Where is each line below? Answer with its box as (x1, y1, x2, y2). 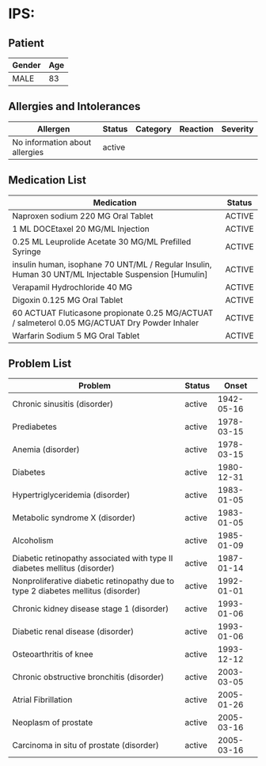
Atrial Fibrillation (12, 694, 73, 705)
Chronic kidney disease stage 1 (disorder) (12, 603, 169, 614)
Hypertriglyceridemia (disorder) (12, 490, 131, 501)
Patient (8, 36, 45, 50)
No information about (12, 136, 92, 147)
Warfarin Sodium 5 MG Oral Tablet (12, 330, 140, 341)
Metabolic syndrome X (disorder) (12, 512, 136, 523)
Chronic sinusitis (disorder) (12, 399, 113, 410)
